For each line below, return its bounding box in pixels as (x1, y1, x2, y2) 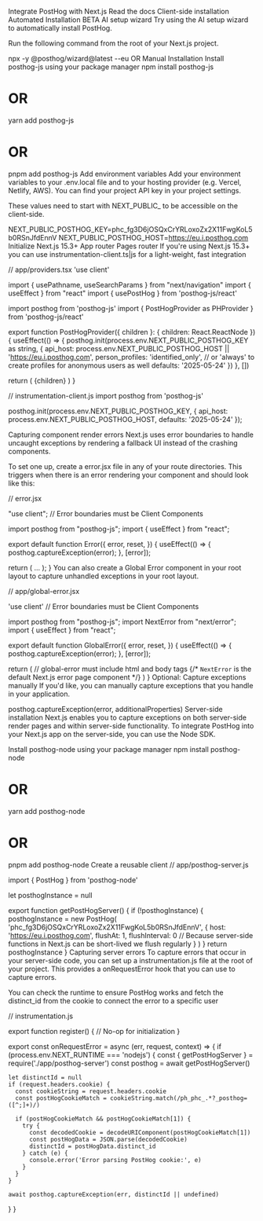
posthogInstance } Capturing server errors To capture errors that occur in (8, 947, 247, 957)
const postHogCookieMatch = (15, 1094, 108, 1102)
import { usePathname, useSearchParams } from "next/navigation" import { (8, 280, 251, 289)
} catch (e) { (22, 1149, 68, 1157)
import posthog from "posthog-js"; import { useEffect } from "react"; (8, 524, 230, 533)
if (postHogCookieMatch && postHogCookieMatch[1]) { (15, 1115, 192, 1123)
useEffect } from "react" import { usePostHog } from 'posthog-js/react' (8, 288, 238, 298)
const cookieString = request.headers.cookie (15, 1087, 167, 1095)
